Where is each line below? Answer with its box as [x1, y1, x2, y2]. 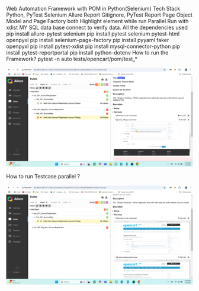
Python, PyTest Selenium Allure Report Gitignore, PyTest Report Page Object [6, 11, 192, 18]
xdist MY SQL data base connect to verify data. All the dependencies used [6, 24, 188, 31]
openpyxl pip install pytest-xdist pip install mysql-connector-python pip [6, 43, 181, 50]
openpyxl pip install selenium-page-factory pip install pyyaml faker [6, 37, 169, 43]
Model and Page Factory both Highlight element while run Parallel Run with [6, 18, 189, 24]
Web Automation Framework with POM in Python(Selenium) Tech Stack [6, 5, 181, 12]
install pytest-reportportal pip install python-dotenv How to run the [6, 49, 169, 56]
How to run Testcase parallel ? [6, 173, 81, 180]
